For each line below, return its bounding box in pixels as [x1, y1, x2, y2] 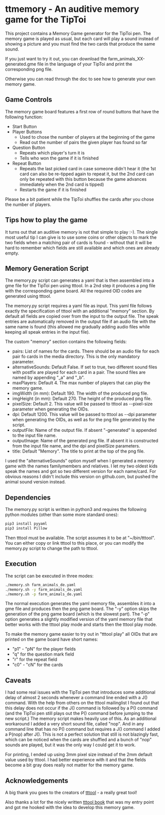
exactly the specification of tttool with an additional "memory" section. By [5, 308, 155, 314]
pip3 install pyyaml [5, 521, 48, 526]
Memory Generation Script [5, 264, 89, 273]
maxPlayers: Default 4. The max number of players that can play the [12, 380, 151, 386]
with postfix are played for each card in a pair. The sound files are [12, 369, 146, 375]
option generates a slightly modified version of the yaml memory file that [5, 616, 153, 622]
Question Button [12, 145, 46, 151]
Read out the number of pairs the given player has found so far [19, 139, 148, 145]
